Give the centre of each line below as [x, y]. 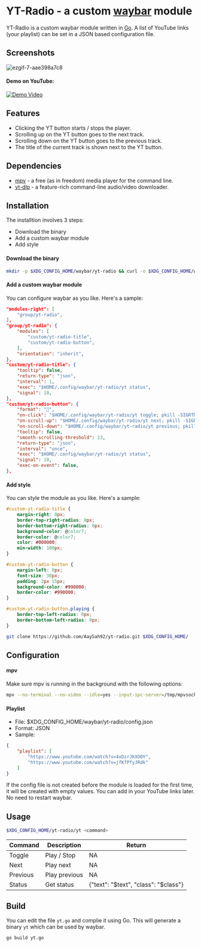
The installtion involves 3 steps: [45, 220]
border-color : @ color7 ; [47, 537]
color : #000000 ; [37, 543]
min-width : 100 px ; [40, 548]
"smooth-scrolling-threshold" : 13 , [61, 437]
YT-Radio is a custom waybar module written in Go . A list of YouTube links [98, 28]
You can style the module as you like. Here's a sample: [74, 498]
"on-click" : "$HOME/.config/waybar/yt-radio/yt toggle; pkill [96, 415]
